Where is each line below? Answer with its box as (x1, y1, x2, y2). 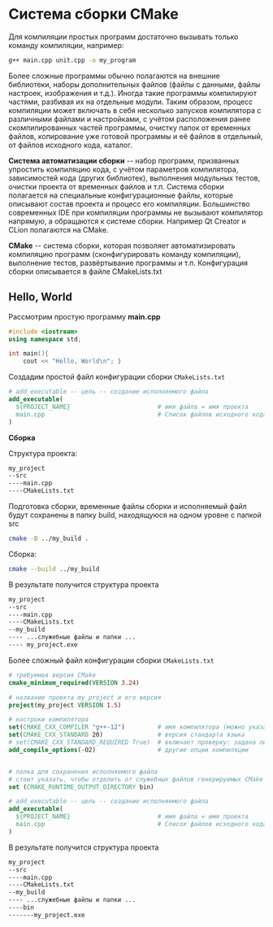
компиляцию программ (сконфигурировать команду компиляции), (8, 249, 241, 259)
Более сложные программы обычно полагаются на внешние (8, 71, 221, 81)
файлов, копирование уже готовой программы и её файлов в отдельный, (8, 131, 263, 141)
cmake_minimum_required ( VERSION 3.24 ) (8, 678, 140, 687)
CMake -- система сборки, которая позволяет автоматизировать (8, 241, 236, 250)
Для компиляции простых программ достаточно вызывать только (8, 32, 239, 41)
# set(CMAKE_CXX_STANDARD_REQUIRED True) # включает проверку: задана (8, 738, 256, 746)
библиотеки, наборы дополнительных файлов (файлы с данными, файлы (8, 79, 261, 89)
